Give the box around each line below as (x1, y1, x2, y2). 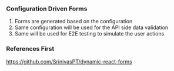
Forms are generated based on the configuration (14, 18, 133, 25)
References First (6, 45, 55, 53)
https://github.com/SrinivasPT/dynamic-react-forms (6, 58, 132, 65)
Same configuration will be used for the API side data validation (14, 24, 169, 31)
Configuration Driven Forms (6, 5, 88, 13)
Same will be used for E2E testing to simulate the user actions (14, 30, 165, 37)
